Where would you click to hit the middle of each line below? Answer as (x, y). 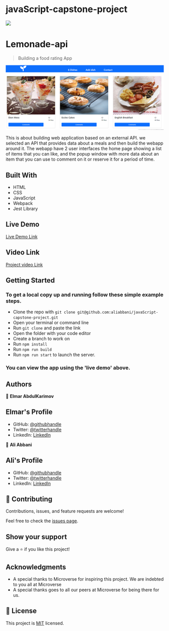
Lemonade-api (37, 44)
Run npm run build (32, 349)
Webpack (23, 203)
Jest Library (25, 208)
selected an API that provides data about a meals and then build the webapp (84, 143)
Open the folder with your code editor (52, 333)
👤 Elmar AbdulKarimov (30, 396)
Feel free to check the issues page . (42, 521)
